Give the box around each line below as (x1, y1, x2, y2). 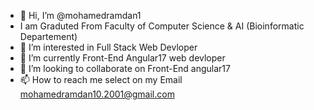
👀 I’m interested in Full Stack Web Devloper (19, 41, 198, 53)
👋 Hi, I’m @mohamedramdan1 (19, 10, 142, 21)
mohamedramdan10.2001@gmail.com (19, 88, 175, 100)
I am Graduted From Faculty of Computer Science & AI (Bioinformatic (19, 20, 305, 32)
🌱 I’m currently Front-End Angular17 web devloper (19, 52, 226, 64)
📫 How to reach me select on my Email (19, 74, 183, 85)
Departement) (19, 31, 78, 42)
